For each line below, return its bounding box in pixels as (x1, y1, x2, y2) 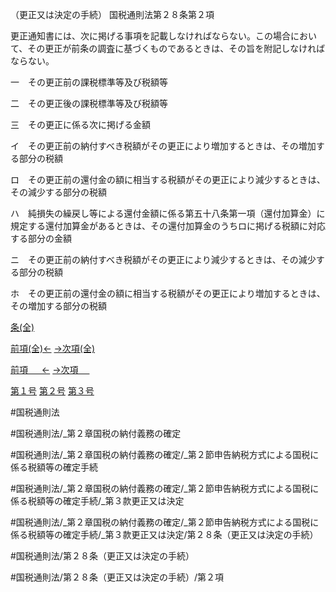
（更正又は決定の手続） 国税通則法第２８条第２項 (10, 9, 215, 20)
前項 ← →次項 (10, 364, 79, 375)
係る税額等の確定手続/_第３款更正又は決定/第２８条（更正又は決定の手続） (10, 529, 319, 540)
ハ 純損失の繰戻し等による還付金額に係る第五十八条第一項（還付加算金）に (10, 208, 326, 219)
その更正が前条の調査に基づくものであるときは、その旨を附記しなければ (27, 43, 326, 54)
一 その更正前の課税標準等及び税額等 (10, 76, 168, 88)
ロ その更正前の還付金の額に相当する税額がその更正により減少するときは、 (10, 174, 326, 185)
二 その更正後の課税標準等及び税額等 (10, 98, 168, 109)
